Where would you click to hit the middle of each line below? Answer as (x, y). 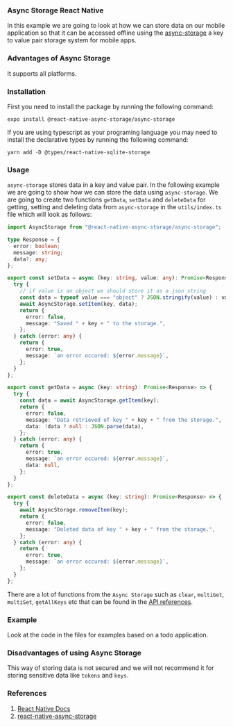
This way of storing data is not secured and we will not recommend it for (111, 668)
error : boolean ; (37, 246)
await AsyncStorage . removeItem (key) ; (74, 510)
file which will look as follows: (50, 215)
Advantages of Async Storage (59, 58)
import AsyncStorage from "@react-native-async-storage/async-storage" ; (114, 227)
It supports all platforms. (42, 73)
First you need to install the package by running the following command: (110, 106)
